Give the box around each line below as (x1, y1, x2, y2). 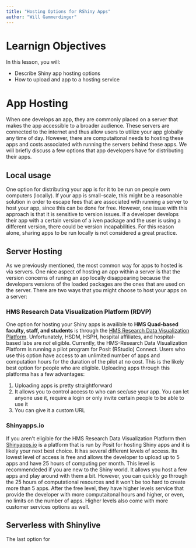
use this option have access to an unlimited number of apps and (6, 352, 160, 359)
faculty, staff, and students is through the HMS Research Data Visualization (6, 327, 190, 334)
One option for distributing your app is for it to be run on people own (6, 186, 170, 193)
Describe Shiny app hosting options (14, 70, 101, 77)
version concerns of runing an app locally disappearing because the (6, 275, 170, 281)
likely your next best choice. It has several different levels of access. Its (6, 447, 178, 454)
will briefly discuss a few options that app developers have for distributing (6, 147, 184, 154)
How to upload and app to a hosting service (14, 76, 120, 83)
